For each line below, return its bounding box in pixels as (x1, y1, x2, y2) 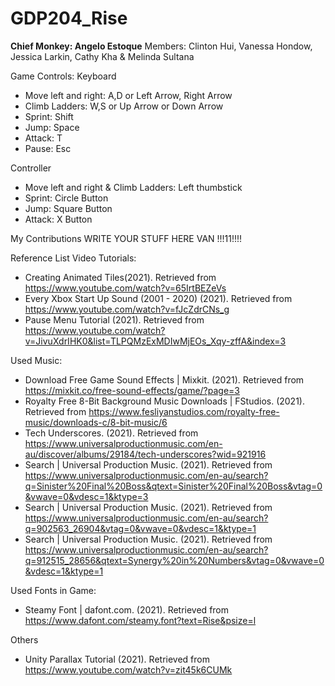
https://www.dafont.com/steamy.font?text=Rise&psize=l (24, 614, 257, 626)
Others (10, 633, 39, 646)
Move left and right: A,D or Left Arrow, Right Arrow (24, 89, 233, 101)
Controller (10, 162, 52, 174)
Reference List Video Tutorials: (10, 252, 137, 264)
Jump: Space (24, 121, 80, 133)
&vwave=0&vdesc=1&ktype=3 (24, 490, 149, 502)
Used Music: (10, 354, 63, 366)
